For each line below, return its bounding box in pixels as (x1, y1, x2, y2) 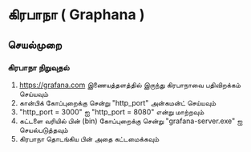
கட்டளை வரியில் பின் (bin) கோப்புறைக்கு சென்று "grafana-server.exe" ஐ (18, 116, 243, 126)
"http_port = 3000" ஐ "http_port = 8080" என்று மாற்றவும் (18, 106, 204, 117)
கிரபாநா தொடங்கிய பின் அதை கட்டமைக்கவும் (18, 134, 160, 143)
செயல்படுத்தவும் (18, 125, 69, 134)
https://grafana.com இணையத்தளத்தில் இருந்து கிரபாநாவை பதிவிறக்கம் (18, 80, 241, 90)
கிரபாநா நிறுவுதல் (7, 62, 70, 73)
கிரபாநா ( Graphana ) (7, 6, 145, 24)
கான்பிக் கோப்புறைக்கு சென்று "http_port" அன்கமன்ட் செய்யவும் (18, 98, 217, 107)
